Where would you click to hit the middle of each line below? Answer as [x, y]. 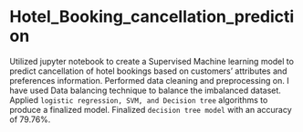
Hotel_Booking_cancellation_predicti [152, 17]
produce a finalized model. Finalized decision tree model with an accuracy [151, 109]
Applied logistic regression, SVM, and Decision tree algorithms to [139, 100]
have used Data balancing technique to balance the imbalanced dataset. [145, 90]
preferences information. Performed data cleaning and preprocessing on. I [149, 80]
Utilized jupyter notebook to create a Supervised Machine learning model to [152, 61]
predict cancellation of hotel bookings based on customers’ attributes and [148, 71]
